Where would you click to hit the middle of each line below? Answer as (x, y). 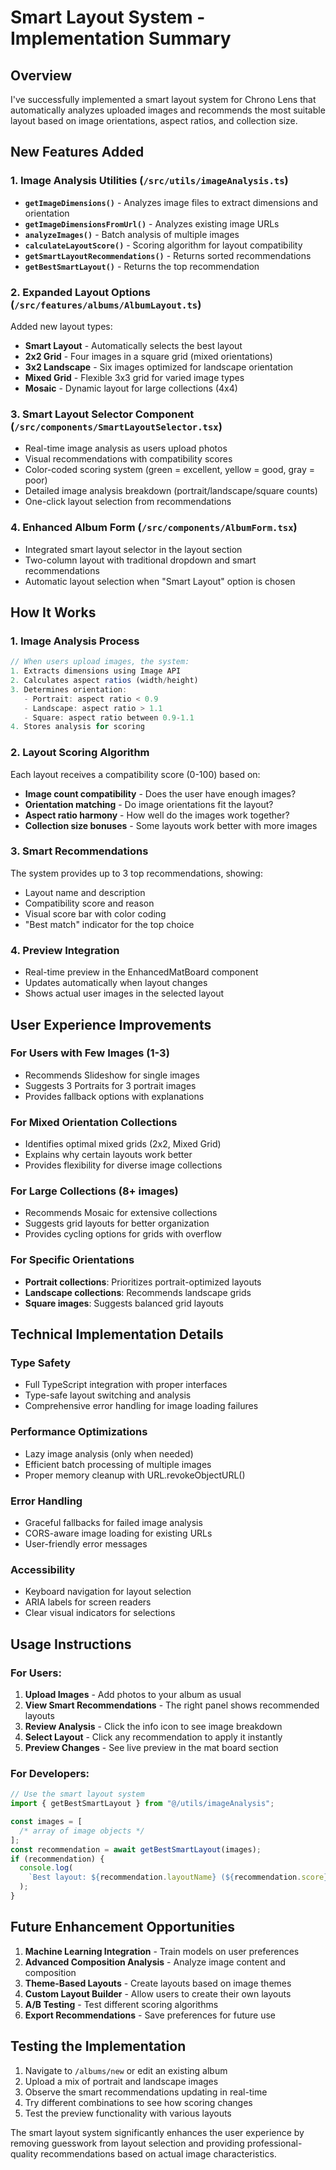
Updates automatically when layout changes (116, 983)
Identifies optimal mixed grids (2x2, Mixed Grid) (123, 1144)
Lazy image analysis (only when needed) (109, 1453)
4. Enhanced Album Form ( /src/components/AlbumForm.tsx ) (154, 528)
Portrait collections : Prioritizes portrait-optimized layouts (143, 1282)
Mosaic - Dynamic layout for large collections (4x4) (131, 388)
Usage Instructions (71, 1644)
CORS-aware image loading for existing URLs (118, 1533)
